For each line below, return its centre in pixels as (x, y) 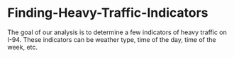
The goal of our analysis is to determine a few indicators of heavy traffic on (117, 32)
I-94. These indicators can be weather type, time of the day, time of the (112, 39)
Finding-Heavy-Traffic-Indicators (108, 13)
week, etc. (22, 47)
